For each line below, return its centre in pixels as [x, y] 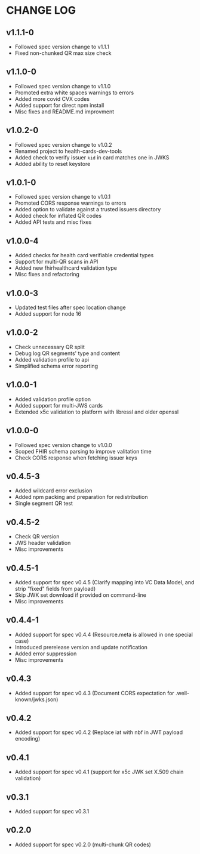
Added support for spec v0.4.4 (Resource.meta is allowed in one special [104, 634]
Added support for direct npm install [59, 105]
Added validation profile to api [52, 359]
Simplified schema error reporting [56, 366]
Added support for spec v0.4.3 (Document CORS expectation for [94, 693]
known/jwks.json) [36, 699]
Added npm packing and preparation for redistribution [81, 497]
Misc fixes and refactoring [47, 275]
